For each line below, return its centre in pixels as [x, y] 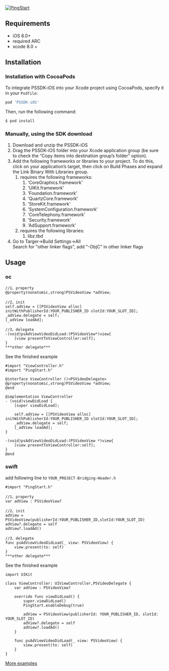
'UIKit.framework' [46, 188]
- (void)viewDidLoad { [29, 401]
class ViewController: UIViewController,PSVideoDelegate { [68, 583]
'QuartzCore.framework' [53, 198]
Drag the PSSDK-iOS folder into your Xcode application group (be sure [86, 150]
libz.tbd [35, 236]
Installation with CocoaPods [40, 77]
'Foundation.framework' [52, 193]
